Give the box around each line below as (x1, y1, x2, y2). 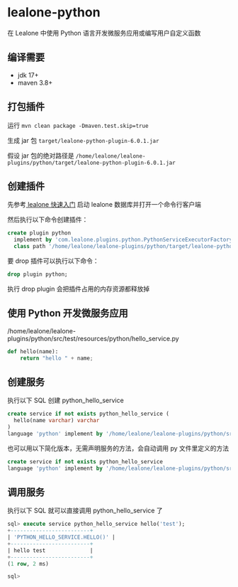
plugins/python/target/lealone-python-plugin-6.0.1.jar (7, 159, 176, 166)
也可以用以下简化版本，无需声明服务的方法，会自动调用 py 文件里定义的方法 (7, 443, 229, 452)
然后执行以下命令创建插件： (7, 215, 89, 224)
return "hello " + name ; (20, 355, 93, 362)
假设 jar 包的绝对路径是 (7, 151, 74, 160)
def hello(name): (7, 348, 59, 355)
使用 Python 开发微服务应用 (7, 307, 129, 320)
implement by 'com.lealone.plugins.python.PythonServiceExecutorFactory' (13, 236, 236, 244)
